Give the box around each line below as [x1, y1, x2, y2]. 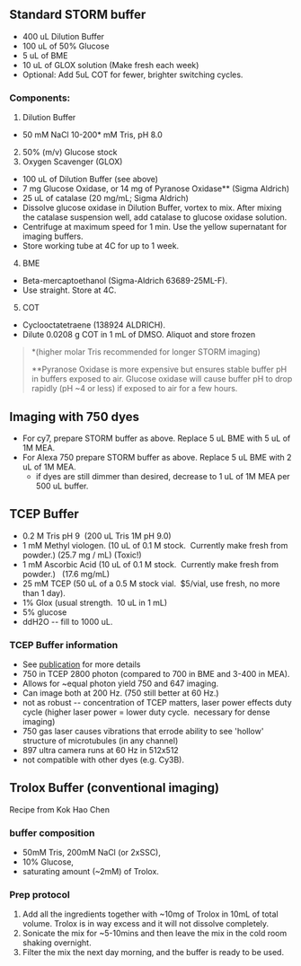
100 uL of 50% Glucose [22, 40, 110, 51]
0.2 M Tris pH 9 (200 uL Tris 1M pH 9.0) [22, 530, 173, 541]
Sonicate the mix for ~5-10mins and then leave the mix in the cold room [22, 928, 288, 939]
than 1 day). [22, 587, 66, 598]
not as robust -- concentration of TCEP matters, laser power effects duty [22, 698, 292, 708]
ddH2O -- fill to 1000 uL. [22, 616, 113, 627]
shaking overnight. [22, 937, 92, 948]
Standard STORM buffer [9, 7, 146, 22]
